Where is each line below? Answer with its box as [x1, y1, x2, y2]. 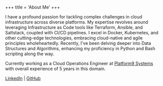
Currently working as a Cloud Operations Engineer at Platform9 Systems [5, 61, 153, 66]
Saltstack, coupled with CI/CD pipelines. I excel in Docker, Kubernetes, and [5, 30, 159, 35]
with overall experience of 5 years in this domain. [5, 66, 106, 72]
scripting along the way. [5, 51, 55, 57]
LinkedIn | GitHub [5, 76, 41, 81]
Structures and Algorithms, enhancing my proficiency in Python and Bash [5, 46, 156, 51]
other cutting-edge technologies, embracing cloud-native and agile [5, 35, 143, 41]
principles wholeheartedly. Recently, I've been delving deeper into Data [5, 40, 152, 46]
